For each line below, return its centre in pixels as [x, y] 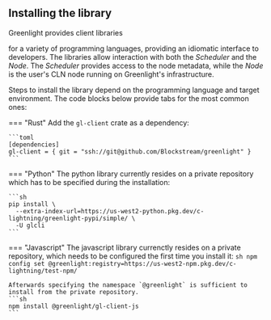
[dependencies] [34, 145]
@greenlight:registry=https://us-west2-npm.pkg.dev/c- [142, 263]
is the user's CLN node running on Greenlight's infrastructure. [111, 74]
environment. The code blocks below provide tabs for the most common [129, 98]
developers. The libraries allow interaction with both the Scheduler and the [133, 57]
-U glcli [30, 225]
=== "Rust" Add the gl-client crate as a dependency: [99, 122]
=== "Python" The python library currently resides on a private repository [131, 174]
